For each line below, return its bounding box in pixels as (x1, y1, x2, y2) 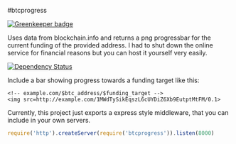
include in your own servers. (7, 116, 91, 124)
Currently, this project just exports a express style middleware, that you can (7, 109, 229, 116)
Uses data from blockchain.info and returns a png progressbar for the (7, 33, 212, 42)
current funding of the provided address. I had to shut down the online (7, 41, 213, 49)
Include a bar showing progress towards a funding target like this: (7, 76, 200, 84)
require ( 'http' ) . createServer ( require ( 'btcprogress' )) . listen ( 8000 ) (7, 130, 215, 137)
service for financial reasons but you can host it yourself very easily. (7, 49, 208, 57)
